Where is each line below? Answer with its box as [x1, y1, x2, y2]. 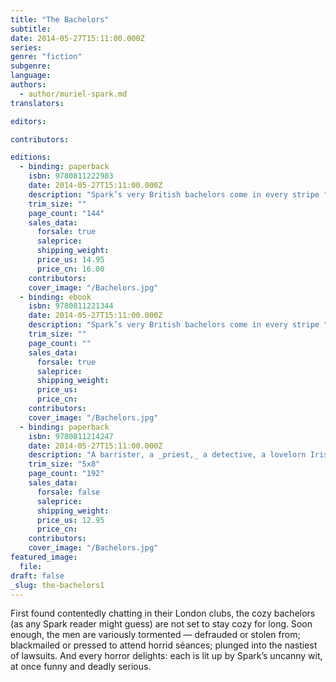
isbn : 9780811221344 [28, 301, 114, 311]
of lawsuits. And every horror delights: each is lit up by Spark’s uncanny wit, [10, 650, 323, 662]
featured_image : [10, 552, 78, 562]
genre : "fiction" [10, 52, 83, 62]
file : [19, 561, 43, 571]
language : [10, 71, 52, 81]
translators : [10, 98, 65, 108]
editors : [10, 116, 47, 126]
